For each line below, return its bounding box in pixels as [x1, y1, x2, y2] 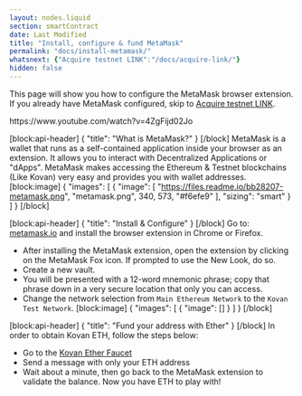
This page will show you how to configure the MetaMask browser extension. [9, 88, 294, 99]
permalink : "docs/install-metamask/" [9, 47, 152, 56]
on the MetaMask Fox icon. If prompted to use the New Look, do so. [22, 254, 276, 265]
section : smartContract [9, 22, 99, 31]
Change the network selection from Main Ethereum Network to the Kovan [22, 293, 288, 304]
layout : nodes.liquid [9, 13, 91, 23]
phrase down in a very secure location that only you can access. [22, 283, 263, 294]
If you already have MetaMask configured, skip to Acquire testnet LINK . [9, 98, 276, 108]
